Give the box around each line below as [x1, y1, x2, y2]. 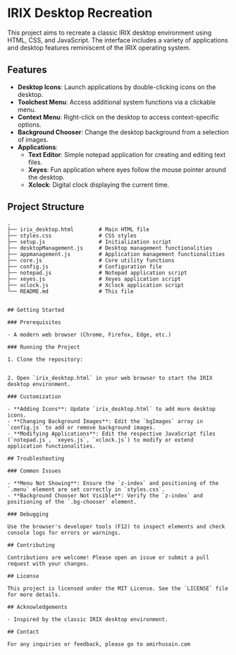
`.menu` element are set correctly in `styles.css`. [7, 486, 166, 493]
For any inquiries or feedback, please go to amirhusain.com [7, 640, 191, 648]
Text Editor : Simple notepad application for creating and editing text [27, 150, 226, 158]
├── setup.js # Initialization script [7, 238, 172, 245]
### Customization [7, 393, 61, 400]
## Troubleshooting [7, 455, 65, 462]
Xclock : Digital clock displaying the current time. [27, 180, 170, 189]
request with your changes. [7, 560, 90, 567]
